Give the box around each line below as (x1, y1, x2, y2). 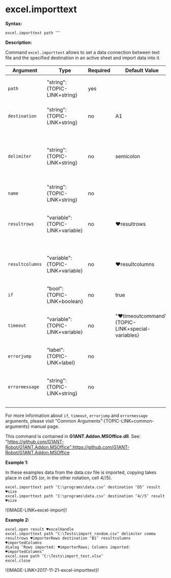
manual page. (31, 423, 60, 429)
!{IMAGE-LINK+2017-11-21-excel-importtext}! (5, 567, 99, 573)
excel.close (5, 558, 31, 563)
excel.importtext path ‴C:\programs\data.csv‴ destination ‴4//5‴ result (5, 493, 165, 499)
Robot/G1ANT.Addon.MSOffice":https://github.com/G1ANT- (5, 444, 130, 450)
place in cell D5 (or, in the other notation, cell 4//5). (5, 474, 112, 481)
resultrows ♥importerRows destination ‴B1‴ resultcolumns (5, 536, 131, 541)
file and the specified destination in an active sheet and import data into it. (5, 55, 161, 61)
